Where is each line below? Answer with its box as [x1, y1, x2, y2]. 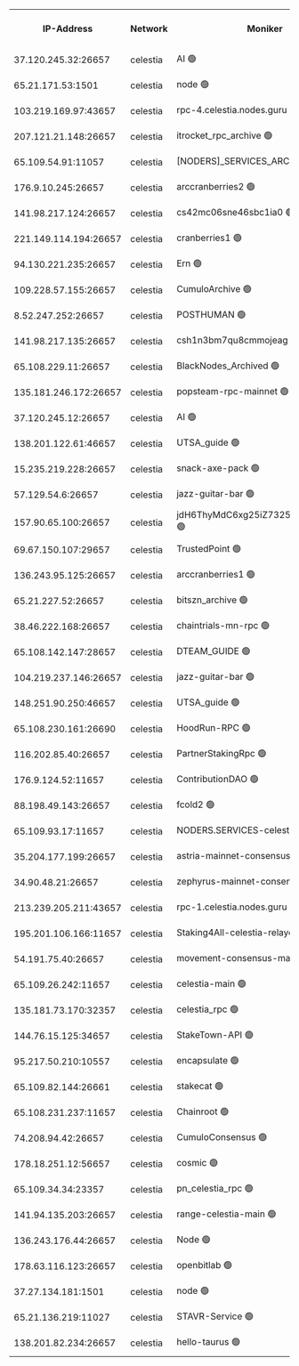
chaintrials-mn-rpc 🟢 [176, 618, 270, 631]
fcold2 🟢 [176, 798, 215, 811]
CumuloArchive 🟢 [176, 282, 252, 295]
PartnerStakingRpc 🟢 [176, 747, 267, 759]
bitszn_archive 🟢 [176, 594, 249, 606]
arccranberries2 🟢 [176, 180, 256, 192]
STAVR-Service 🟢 [176, 1310, 255, 1322]
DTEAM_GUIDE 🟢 [176, 644, 251, 657]
